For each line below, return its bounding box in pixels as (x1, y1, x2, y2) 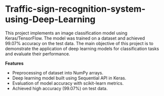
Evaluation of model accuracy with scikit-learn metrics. (12, 80, 124, 86)
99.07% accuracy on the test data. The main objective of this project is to (5, 40, 154, 46)
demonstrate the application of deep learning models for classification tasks (5, 46, 160, 51)
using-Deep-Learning (5, 14, 96, 25)
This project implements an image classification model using (5, 30, 128, 36)
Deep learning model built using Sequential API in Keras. (12, 75, 127, 81)
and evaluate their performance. (5, 50, 70, 57)
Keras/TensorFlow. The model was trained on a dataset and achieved (5, 35, 145, 41)
